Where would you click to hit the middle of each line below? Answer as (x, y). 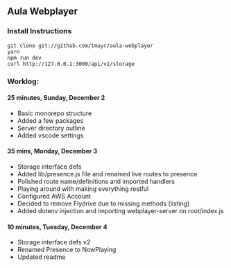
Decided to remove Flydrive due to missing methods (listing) (103, 203)
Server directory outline (51, 128)
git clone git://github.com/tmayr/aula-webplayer (80, 45)
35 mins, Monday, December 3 (52, 151)
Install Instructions (40, 31)
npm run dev (24, 58)
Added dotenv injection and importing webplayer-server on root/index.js (120, 211)
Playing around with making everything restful (83, 189)
